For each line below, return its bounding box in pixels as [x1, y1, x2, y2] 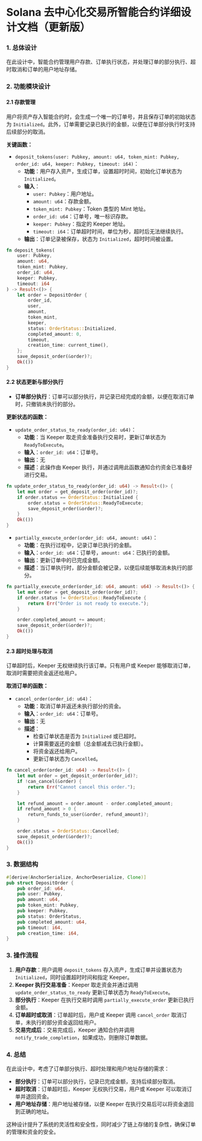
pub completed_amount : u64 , [17, 919, 87, 925]
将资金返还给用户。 [32, 747, 81, 755]
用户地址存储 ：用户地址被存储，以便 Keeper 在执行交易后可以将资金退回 [14, 1100, 194, 1107]
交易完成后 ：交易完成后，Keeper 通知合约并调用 [14, 1026, 135, 1033]
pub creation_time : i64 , [17, 930, 79, 936]
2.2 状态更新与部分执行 [6, 379, 64, 386]
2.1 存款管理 [6, 99, 36, 105]
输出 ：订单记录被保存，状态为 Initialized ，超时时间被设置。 [23, 235, 177, 243]
